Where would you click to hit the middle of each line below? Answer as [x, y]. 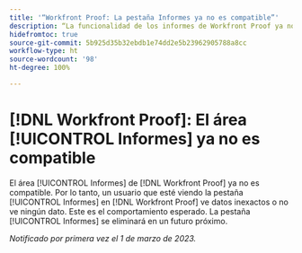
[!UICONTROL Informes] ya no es [135, 139]
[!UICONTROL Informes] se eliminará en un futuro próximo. [119, 221]
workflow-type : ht [44, 51]
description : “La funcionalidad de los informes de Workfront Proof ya [146, 26]
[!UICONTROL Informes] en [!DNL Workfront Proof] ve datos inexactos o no [149, 202]
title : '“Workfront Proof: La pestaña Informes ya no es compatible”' [144, 17]
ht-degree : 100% [40, 68]
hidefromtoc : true [44, 34]
